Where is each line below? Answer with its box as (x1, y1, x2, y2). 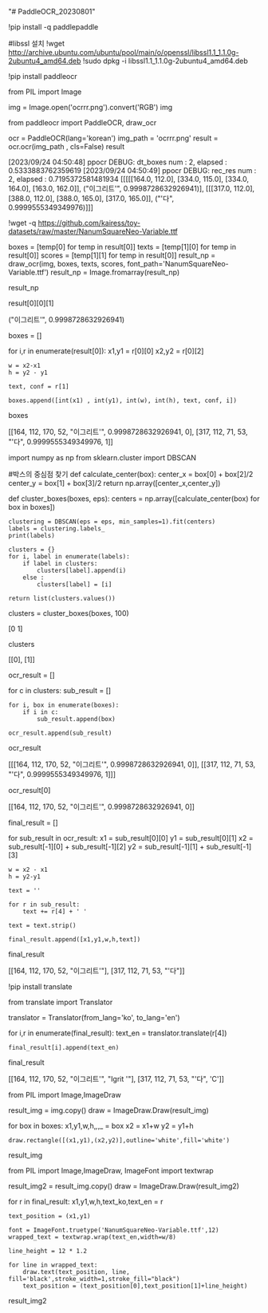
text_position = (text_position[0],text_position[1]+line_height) (22, 1282, 248, 1290)
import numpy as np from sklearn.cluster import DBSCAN (8, 453, 197, 462)
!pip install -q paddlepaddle (8, 22, 99, 31)
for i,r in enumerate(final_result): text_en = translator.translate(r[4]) (8, 1028, 227, 1038)
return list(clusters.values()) (8, 594, 116, 602)
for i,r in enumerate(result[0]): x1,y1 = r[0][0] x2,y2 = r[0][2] (8, 346, 204, 356)
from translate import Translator (8, 997, 113, 1007)
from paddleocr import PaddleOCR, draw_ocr (8, 118, 157, 127)
